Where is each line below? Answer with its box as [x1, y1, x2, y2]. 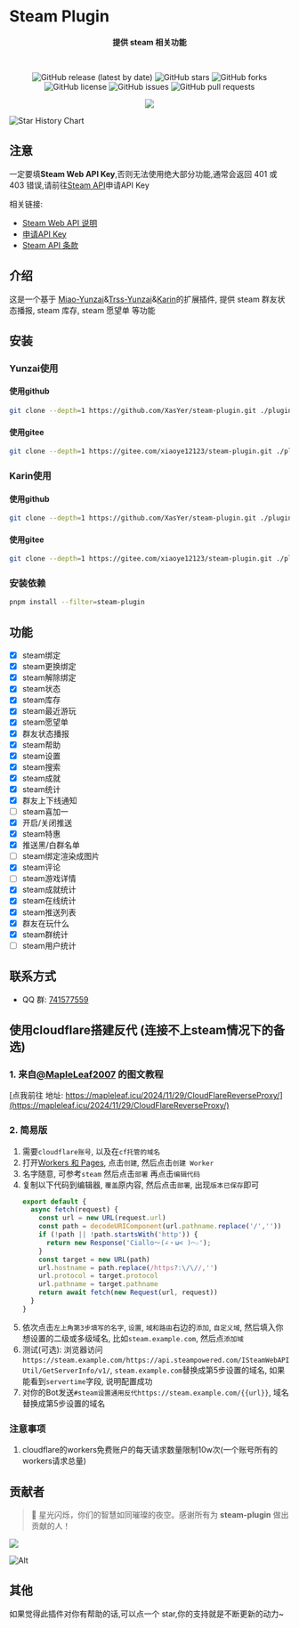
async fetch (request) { [30, 1205, 118, 1214]
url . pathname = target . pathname [38, 1280, 158, 1289]
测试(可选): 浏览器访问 [21, 1344, 103, 1355]
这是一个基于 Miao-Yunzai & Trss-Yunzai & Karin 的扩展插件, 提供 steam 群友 [9, 294, 278, 304]
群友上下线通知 [21, 795, 77, 806]
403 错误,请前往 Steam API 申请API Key [9, 180, 149, 190]
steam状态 [21, 684, 61, 694]
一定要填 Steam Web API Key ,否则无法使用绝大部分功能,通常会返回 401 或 [9, 168, 278, 179]
